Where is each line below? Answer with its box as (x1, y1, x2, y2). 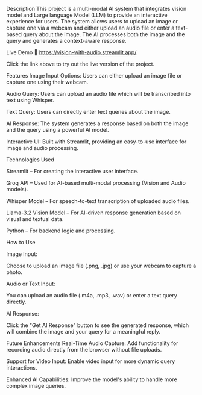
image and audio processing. (6, 145, 78, 151)
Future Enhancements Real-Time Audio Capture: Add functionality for (6, 340, 179, 347)
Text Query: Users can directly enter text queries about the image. (6, 108, 171, 115)
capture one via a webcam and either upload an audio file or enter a (6, 24, 175, 31)
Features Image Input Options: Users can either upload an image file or (6, 72, 183, 79)
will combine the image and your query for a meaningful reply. (6, 328, 161, 335)
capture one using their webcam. (6, 78, 89, 86)
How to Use (6, 239, 36, 246)
